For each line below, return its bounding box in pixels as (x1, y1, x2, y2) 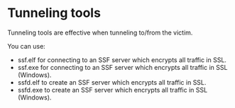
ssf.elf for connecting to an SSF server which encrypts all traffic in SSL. (17, 55, 227, 64)
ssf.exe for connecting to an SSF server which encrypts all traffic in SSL (17, 63, 228, 71)
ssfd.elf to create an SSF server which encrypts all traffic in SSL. (17, 78, 207, 86)
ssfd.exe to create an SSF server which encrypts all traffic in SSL (17, 85, 208, 94)
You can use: (7, 42, 46, 50)
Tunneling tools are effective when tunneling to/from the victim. (7, 28, 193, 37)
